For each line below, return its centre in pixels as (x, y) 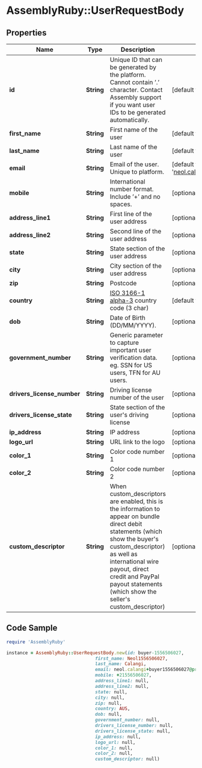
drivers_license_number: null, (134, 726)
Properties (26, 33)
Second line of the (136, 231)
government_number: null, (128, 720)
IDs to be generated (138, 112)
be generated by (133, 67)
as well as (124, 554)
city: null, (110, 698)
